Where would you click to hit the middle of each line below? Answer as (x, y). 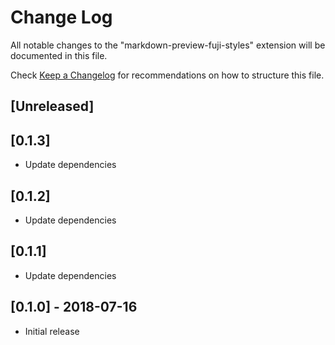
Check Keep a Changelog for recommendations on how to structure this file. (167, 75)
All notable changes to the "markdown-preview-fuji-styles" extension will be (168, 45)
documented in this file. (59, 55)
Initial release (52, 331)
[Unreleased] (52, 106)
